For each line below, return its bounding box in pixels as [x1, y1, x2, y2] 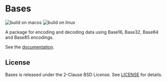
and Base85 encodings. [5, 34, 54, 40]
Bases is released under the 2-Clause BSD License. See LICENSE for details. [5, 72, 163, 78]
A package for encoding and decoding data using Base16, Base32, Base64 [5, 29, 159, 35]
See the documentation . [5, 44, 55, 50]
